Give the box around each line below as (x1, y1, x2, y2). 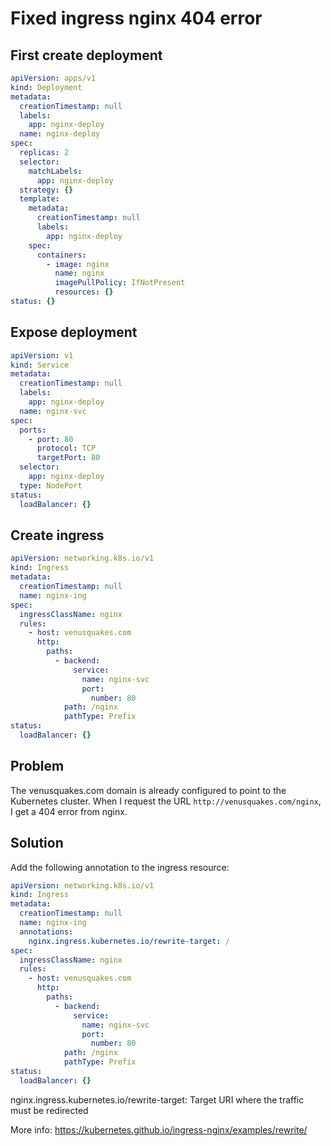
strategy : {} (19, 185, 74, 195)
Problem (10, 758, 65, 775)
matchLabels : (28, 166, 83, 176)
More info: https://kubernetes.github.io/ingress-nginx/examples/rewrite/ (10, 1123, 308, 1136)
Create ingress (10, 527, 105, 544)
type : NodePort (19, 480, 83, 491)
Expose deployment (10, 324, 138, 341)
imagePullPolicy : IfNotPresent (54, 278, 186, 288)
